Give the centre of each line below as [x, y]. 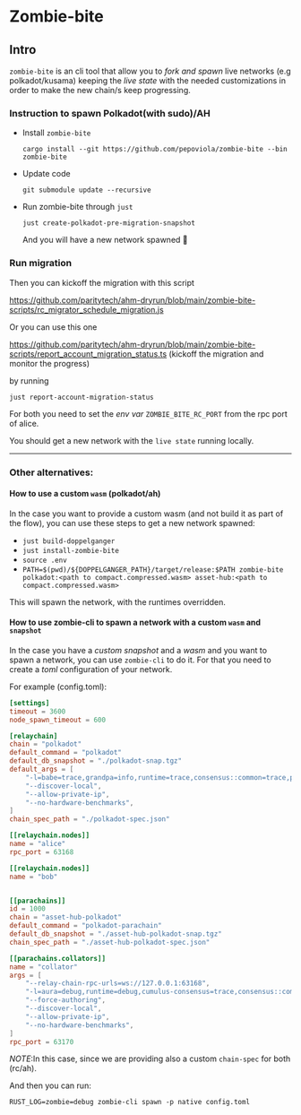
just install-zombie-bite [70, 550]
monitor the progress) [50, 363]
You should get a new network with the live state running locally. [132, 440]
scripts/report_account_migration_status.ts [88, 354]
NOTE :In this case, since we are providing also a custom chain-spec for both [150, 1059]
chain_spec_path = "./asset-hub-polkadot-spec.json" [110, 942]
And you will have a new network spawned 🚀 [105, 240]
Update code [46, 174]
